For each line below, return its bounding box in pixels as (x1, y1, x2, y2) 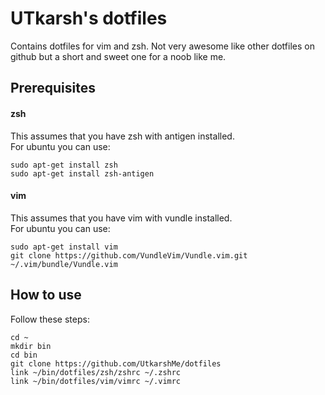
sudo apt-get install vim (10, 242, 118, 252)
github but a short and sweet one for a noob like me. (10, 50, 227, 62)
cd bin (10, 350, 38, 360)
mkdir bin (10, 341, 52, 351)
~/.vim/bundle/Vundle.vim (10, 259, 118, 269)
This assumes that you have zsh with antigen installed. (10, 130, 235, 142)
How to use (10, 287, 82, 304)
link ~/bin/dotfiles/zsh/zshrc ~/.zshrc (10, 367, 182, 377)
